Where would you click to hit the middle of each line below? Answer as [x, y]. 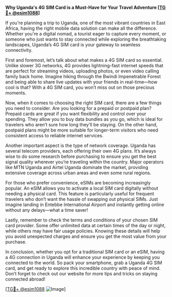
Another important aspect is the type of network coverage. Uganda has [81, 145]
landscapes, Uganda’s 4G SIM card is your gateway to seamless [73, 45]
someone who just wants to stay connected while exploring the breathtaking [86, 39]
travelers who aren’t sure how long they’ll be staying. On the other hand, [81, 125]
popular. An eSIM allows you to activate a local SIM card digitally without [82, 188]
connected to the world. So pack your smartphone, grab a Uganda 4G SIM [84, 263]
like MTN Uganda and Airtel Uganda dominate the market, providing [77, 167]
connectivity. [19, 50]
